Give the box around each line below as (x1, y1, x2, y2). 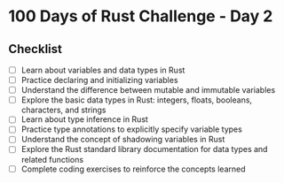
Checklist (8, 42, 63, 57)
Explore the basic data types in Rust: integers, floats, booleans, (20, 95, 253, 105)
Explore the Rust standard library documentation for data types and (20, 144, 268, 155)
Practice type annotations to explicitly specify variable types (20, 124, 243, 134)
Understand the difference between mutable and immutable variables (20, 85, 276, 95)
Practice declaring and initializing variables (20, 75, 178, 86)
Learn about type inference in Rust (20, 114, 148, 125)
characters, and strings (20, 104, 106, 116)
